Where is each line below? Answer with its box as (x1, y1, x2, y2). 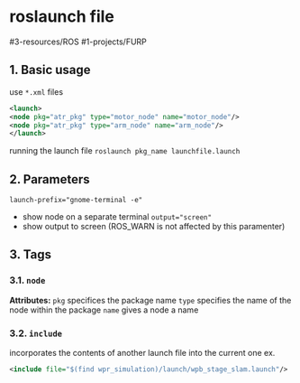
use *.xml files (9, 86, 64, 97)
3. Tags (9, 247, 52, 263)
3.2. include (9, 327, 63, 340)
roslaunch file (9, 6, 115, 27)
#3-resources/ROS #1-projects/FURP (9, 36, 147, 47)
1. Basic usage (9, 62, 92, 78)
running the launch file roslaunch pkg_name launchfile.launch (9, 145, 241, 156)
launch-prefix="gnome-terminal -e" (9, 196, 143, 205)
